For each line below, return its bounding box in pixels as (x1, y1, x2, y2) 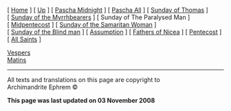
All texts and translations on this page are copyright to (7, 76, 160, 83)
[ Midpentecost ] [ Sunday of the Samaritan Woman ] (7, 21, 157, 28)
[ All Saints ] (7, 35, 41, 43)
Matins (7, 56, 27, 64)
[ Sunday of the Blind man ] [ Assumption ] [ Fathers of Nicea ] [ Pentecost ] (7, 28, 222, 36)
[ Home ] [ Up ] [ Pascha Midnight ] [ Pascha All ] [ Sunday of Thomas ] (7, 6, 208, 14)
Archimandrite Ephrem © (7, 83, 78, 91)
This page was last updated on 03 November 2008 (7, 97, 155, 104)
